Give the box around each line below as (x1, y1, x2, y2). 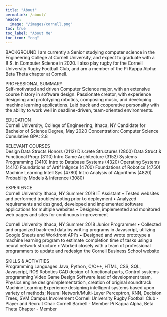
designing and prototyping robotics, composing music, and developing (5, 96, 152, 102)
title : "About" (5, 7, 37, 13)
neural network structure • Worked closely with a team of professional (5, 242, 151, 248)
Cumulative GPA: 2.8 (5, 133, 48, 139)
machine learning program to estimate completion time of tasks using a (5, 237, 153, 243)
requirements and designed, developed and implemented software (5, 201, 143, 207)
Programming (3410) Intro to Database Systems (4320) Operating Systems (5, 159, 160, 165)
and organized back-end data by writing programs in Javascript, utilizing (5, 226, 156, 232)
